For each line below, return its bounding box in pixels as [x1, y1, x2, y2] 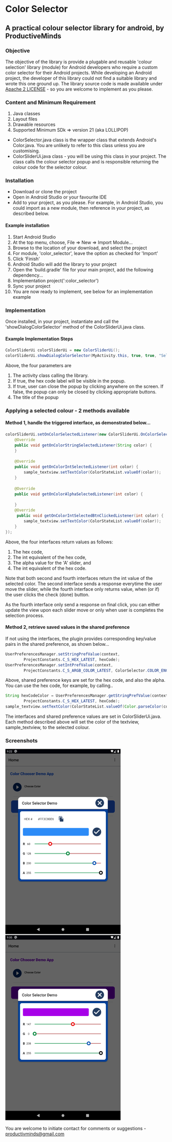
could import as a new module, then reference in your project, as [12, 205, 149, 211]
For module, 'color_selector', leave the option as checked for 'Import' [12, 250, 159, 256]
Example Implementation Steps [5, 335, 73, 342]
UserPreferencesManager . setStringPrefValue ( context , [5, 651, 120, 657]
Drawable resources [12, 121, 56, 128]
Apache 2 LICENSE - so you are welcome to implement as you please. [5, 86, 153, 92]
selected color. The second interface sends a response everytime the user [5, 581, 163, 587]
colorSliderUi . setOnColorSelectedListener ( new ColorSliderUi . [5, 432, 141, 437]
